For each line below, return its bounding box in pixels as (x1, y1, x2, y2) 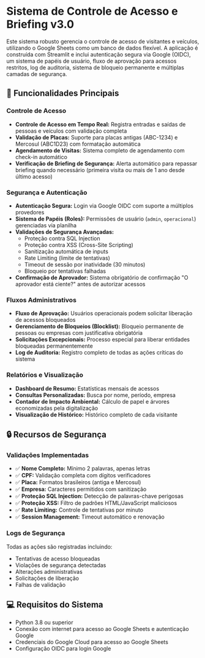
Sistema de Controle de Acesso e (6, 4, 179, 18)
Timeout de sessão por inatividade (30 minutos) (24, 260, 146, 268)
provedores (15, 208, 45, 216)
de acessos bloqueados (15, 316, 76, 324)
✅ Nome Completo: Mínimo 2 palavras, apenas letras (15, 465, 151, 472)
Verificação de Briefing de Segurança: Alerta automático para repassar (15, 160, 198, 167)
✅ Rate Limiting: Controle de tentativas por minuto (15, 506, 144, 514)
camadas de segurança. (6, 70, 67, 77)
